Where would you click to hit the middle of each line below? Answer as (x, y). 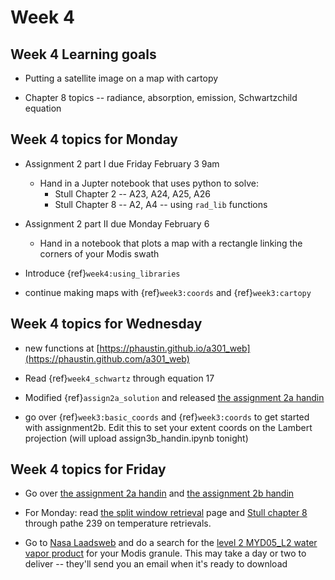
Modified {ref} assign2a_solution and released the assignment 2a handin (174, 397)
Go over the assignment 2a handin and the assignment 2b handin (159, 493)
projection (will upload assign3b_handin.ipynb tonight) (136, 438)
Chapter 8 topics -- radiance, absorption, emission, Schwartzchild (161, 97)
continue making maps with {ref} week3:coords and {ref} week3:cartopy (168, 292)
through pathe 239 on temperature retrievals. (118, 523)
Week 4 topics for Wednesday (106, 324)
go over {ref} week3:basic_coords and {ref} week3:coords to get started (167, 417)
